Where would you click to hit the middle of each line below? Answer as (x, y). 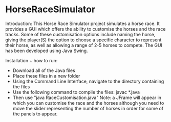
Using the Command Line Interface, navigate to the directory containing (88, 81)
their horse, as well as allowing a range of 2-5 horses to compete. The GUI (84, 45)
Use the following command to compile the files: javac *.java (76, 92)
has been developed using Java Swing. (47, 51)
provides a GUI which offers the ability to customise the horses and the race (85, 29)
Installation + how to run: (31, 60)
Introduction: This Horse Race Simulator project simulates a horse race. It (82, 23)
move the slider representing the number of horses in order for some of (88, 108)
